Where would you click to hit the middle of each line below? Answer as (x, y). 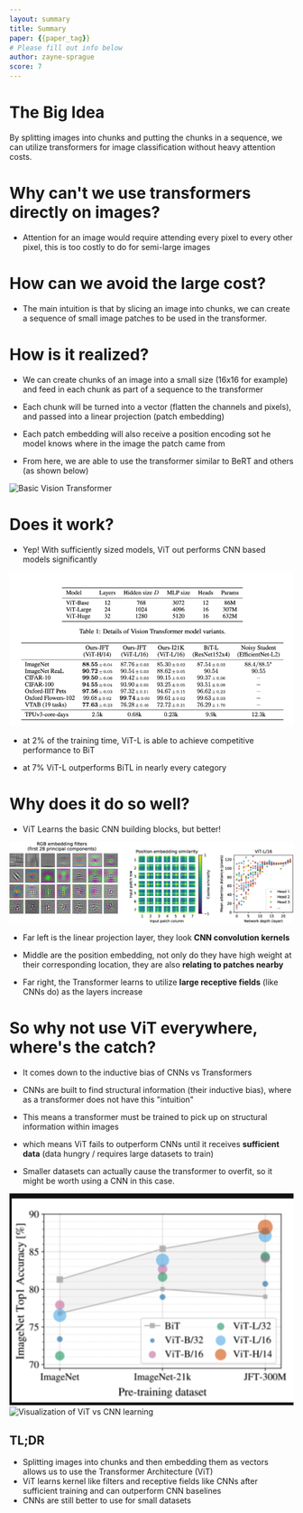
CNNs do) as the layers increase (83, 992)
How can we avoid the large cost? (138, 284)
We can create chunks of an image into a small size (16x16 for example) (155, 379)
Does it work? (62, 524)
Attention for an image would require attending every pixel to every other (157, 237)
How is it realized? (79, 355)
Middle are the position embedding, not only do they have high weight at (157, 955)
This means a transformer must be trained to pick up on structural (145, 1116)
